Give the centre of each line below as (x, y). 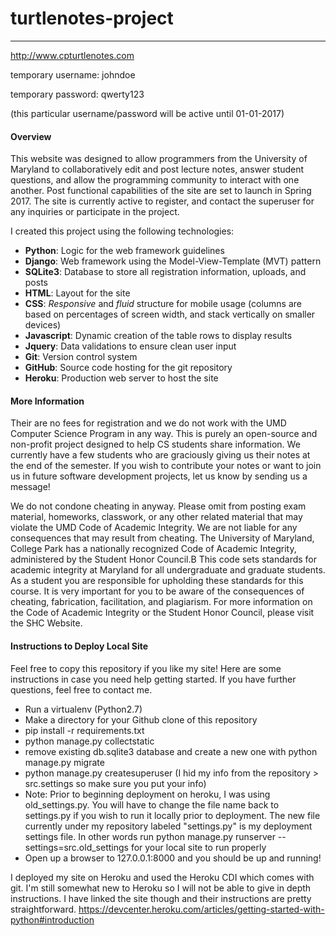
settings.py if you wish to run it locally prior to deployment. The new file (172, 815)
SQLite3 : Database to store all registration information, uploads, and (165, 272)
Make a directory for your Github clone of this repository (141, 719)
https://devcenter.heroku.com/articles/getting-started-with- (201, 909)
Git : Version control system (81, 357)
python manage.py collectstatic (89, 741)
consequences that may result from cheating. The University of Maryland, (162, 538)
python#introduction (52, 919)
